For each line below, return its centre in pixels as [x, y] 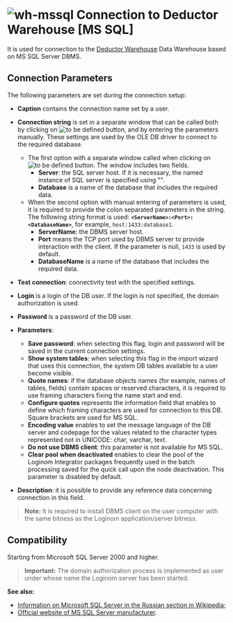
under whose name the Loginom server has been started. [106, 578]
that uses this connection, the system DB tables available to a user [123, 365]
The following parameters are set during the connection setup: [97, 95]
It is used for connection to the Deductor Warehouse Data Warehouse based [116, 49]
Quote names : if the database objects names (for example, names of [127, 380]
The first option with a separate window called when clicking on [119, 157]
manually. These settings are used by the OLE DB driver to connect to [117, 136]
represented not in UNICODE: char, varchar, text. [97, 439]
